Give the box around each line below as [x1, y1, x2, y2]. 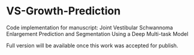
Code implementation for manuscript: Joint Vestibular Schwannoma [6, 24, 174, 31]
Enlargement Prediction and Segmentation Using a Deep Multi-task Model [6, 30, 189, 37]
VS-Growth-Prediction [6, 4, 121, 18]
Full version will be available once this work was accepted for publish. [6, 42, 178, 49]
